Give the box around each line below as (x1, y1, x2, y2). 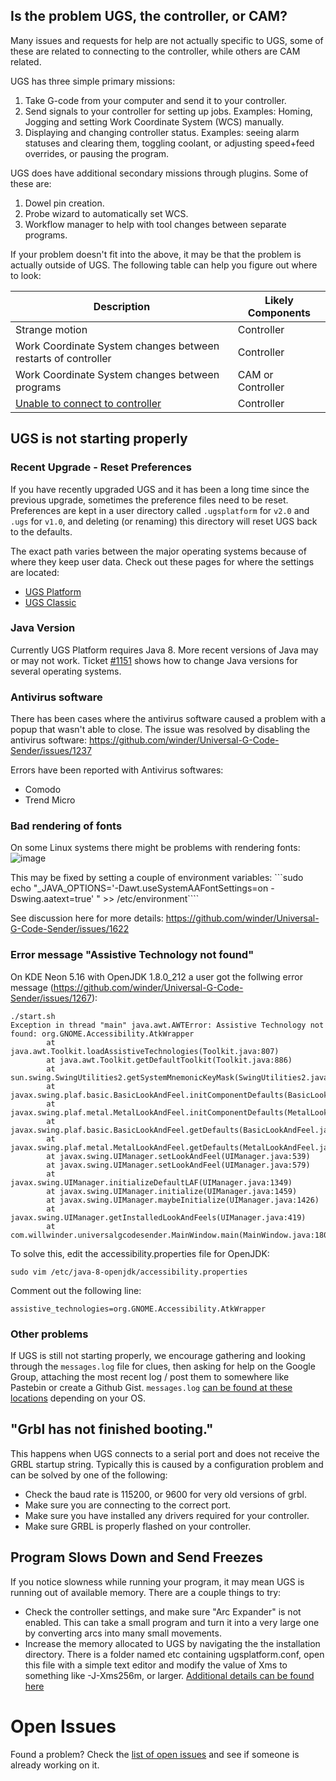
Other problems (10, 1327, 89, 1341)
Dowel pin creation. (24, 197, 105, 209)
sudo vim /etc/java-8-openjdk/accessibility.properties (10, 1267, 248, 1277)
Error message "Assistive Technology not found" (10, 948, 255, 962)
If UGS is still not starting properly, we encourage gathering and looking (10, 1349, 306, 1361)
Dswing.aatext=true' (10, 893, 95, 905)
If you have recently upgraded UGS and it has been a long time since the (10, 483, 310, 495)
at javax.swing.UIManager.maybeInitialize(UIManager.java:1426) (46, 1195, 320, 1205)
